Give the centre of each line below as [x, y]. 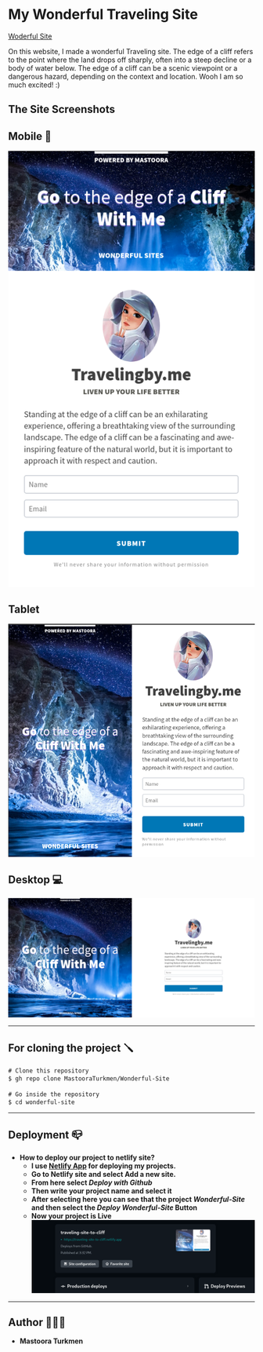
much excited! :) [34, 85]
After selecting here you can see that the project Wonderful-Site [138, 1200]
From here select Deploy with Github [92, 1182]
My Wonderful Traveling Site [103, 15]
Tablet [24, 609]
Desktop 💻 [36, 880]
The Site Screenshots [62, 110]
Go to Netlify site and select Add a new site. [103, 1175]
